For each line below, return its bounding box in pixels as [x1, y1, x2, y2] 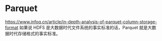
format [5, 25, 18, 30]
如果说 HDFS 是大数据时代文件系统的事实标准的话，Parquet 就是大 [19, 25, 152, 30]
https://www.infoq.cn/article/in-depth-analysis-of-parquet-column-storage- [5, 19, 157, 25]
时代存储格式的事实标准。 [9, 30, 61, 36]
